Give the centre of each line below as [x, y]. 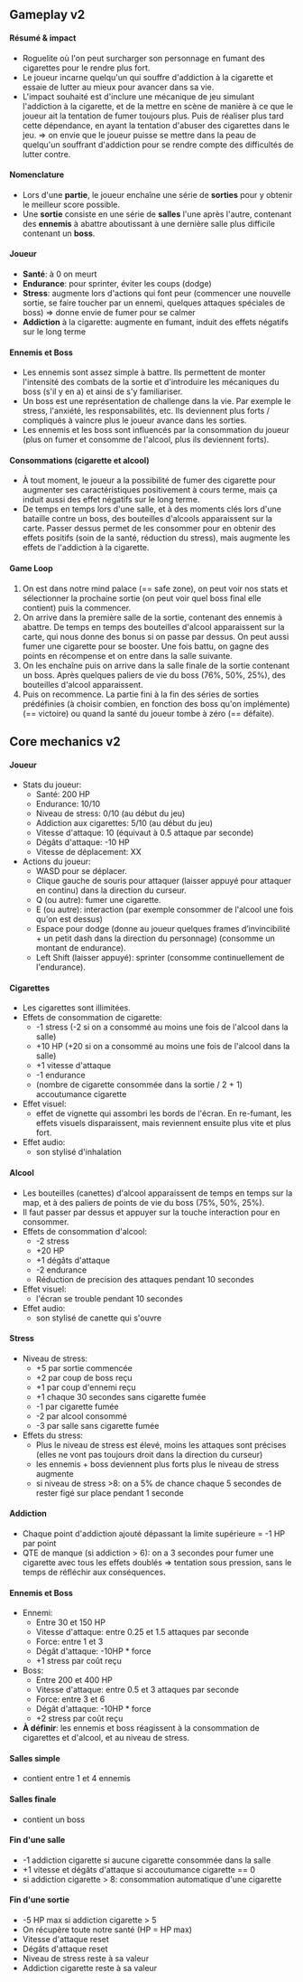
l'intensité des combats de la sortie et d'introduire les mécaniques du [151, 382]
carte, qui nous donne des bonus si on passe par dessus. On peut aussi [156, 636]
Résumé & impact [43, 38]
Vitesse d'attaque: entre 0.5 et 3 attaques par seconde [137, 1690]
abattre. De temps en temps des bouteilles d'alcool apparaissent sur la [153, 626]
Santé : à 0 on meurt [60, 274]
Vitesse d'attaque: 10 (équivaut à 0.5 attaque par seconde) [145, 833]
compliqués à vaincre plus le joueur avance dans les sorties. [134, 420]
